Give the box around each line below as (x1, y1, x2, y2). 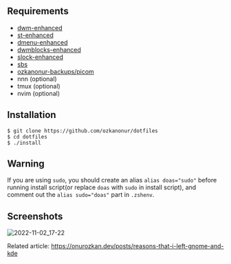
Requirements (7, 5, 69, 17)
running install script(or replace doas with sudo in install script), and (7, 183, 197, 191)
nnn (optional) (16, 75, 57, 83)
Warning (7, 158, 45, 170)
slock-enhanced (16, 53, 64, 61)
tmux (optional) (16, 82, 60, 90)
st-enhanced (16, 31, 54, 39)
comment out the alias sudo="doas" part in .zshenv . (7, 191, 155, 199)
